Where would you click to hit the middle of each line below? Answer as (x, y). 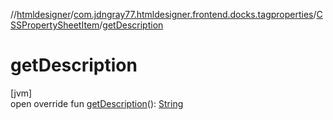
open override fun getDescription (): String (97, 103)
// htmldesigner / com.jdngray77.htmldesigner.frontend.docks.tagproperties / (163, 14)
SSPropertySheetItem (55, 25)
